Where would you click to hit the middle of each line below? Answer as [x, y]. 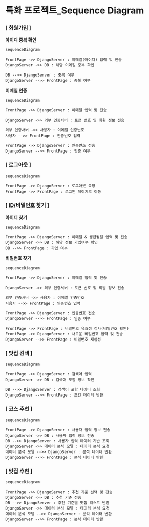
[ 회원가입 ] [18, 28]
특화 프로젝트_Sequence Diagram [75, 11]
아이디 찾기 [16, 218]
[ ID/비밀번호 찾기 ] [27, 205]
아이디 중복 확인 [21, 40]
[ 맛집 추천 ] [19, 471]
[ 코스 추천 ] [19, 409]
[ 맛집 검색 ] [19, 353]
